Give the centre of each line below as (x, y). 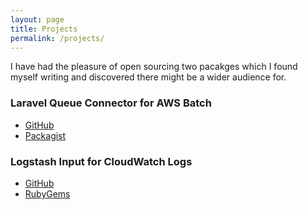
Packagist (45, 135)
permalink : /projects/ (57, 38)
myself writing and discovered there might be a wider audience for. (148, 77)
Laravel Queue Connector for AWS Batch (111, 103)
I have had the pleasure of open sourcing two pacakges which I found (154, 67)
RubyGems (47, 193)
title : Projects (44, 29)
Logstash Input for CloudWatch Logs (101, 161)
